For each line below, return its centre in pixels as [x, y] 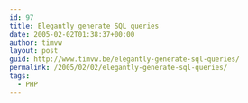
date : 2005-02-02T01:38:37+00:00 [72, 34]
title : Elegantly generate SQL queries [84, 26]
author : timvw [36, 43]
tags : [19, 76]
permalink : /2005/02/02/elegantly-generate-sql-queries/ [119, 68]
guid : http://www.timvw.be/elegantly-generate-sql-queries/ [125, 59]
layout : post [34, 51]
